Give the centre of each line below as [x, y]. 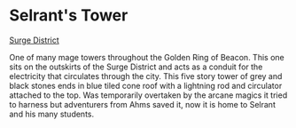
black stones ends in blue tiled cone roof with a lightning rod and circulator [146, 85]
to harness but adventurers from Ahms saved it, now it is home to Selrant [143, 104]
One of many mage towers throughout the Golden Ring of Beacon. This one [147, 57]
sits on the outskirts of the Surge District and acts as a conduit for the [136, 67]
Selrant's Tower [69, 16]
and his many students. [52, 114]
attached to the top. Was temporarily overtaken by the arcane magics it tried [148, 95]
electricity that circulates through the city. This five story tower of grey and [146, 76]
